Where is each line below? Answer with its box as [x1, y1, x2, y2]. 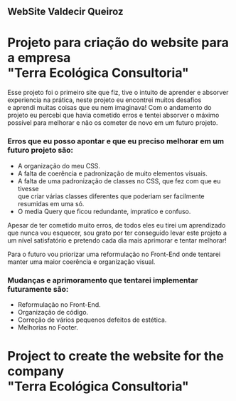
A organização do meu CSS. [17, 161, 101, 170]
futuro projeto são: [7, 146, 73, 156]
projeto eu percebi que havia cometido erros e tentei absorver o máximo [7, 111, 220, 120]
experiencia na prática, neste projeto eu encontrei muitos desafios [7, 96, 202, 104]
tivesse [17, 184, 39, 193]
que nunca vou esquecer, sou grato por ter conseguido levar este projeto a [7, 228, 227, 237]
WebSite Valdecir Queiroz [7, 6, 124, 18]
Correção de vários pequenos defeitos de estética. [17, 315, 167, 324]
